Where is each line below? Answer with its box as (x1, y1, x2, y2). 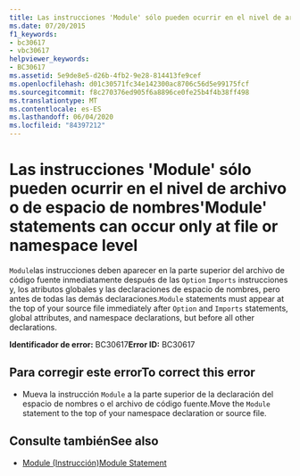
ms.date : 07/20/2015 (9, 21, 87, 30)
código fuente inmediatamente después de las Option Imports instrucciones (9, 274, 288, 285)
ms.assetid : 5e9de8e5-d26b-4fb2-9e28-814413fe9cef (9, 71, 202, 80)
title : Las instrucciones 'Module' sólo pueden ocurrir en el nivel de (9, 13, 281, 22)
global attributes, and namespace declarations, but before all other (9, 312, 254, 322)
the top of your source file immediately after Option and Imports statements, (9, 303, 288, 313)
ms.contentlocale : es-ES (9, 104, 102, 113)
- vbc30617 (9, 46, 50, 55)
